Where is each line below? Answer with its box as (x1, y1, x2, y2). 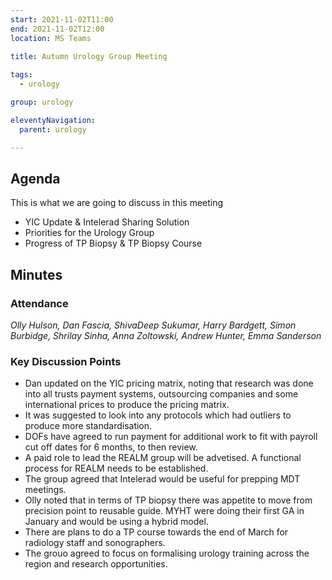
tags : (10, 70, 33, 80)
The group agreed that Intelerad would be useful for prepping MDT (24, 473, 301, 485)
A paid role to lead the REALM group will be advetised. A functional (24, 452, 302, 464)
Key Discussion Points (10, 354, 122, 368)
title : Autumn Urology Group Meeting (10, 52, 168, 62)
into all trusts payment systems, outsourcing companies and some (24, 388, 299, 400)
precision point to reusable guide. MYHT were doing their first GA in (24, 505, 305, 517)
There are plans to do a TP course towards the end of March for (24, 526, 289, 538)
